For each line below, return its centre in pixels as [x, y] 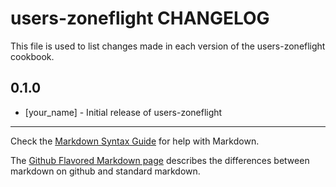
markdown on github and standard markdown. [105, 171]
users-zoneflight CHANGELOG [140, 18]
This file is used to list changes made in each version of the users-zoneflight [168, 46]
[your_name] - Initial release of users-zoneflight [123, 112]
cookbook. [32, 56]
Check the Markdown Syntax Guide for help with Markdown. [135, 141]
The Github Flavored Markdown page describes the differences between [160, 160]
